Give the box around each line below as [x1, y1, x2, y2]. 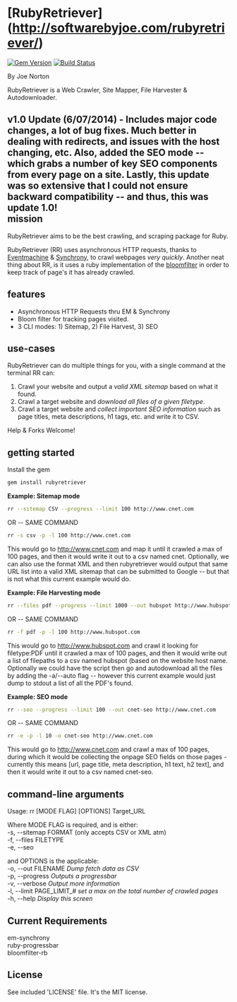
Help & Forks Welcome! [7, 426, 75, 435]
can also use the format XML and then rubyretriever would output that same [7, 559, 228, 568]
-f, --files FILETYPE [7, 835, 64, 845]
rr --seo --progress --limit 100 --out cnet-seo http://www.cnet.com [7, 706, 217, 713]
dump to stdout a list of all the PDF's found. [7, 679, 133, 687]
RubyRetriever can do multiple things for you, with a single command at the [7, 362, 226, 370]
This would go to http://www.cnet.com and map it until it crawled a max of [7, 544, 223, 553]
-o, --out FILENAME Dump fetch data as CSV [7, 864, 140, 873]
